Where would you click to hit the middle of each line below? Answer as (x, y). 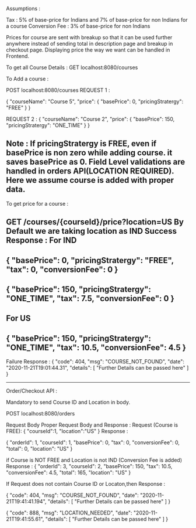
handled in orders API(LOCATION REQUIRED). (90, 171)
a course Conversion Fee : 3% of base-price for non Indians (78, 26)
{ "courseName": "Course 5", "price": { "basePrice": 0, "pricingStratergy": (95, 101)
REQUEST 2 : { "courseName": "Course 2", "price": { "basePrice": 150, (90, 119)
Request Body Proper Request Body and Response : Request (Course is (92, 425)
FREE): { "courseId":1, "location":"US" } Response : (67, 431)
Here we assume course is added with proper (90, 180)
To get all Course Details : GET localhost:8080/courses (72, 67)
